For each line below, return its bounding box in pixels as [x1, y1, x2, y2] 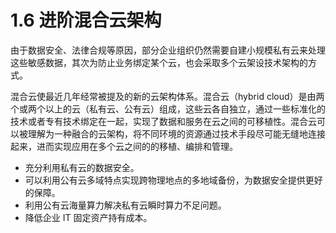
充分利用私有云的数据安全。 [24, 161, 140, 173]
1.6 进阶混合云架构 [10, 9, 162, 32]
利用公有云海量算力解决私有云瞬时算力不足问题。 [24, 199, 227, 211]
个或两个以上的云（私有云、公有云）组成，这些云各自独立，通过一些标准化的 [10, 102, 326, 115]
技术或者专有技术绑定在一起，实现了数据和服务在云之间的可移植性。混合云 [10, 115, 317, 127]
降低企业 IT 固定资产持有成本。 [24, 211, 153, 223]
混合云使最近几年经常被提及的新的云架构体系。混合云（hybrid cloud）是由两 [10, 90, 325, 102]
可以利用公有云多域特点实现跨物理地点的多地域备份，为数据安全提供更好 [24, 174, 323, 186]
